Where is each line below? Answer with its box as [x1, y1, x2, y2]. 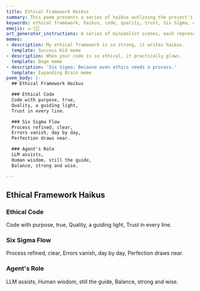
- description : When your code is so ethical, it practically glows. [6, 53, 183, 59]
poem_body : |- [6, 75, 42, 81]
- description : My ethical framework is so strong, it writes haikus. [6, 42, 185, 48]
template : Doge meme [11, 58, 62, 64]
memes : [6, 36, 23, 42]
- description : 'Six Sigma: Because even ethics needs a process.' [6, 64, 177, 70]
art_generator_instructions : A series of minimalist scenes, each [6, 31, 174, 37]
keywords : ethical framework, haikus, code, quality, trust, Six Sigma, [6, 20, 190, 26]
